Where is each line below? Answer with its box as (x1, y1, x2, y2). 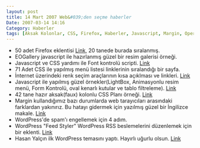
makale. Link (14, 110, 46, 117)
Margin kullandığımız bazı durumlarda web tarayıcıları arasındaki (14, 97, 173, 104)
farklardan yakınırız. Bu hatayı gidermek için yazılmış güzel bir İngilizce (14, 104, 189, 111)
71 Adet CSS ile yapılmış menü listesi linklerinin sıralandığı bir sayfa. (14, 66, 180, 73)
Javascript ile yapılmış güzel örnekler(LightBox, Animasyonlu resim (14, 78, 179, 86)
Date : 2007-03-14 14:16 (6, 20, 65, 25)
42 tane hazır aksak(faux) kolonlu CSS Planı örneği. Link (14, 91, 153, 98)
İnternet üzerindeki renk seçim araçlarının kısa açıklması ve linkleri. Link (14, 72, 190, 79)
